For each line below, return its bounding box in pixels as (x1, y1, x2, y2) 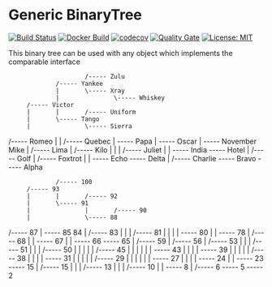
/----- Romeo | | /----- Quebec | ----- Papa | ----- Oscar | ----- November (8, 136, 257, 146)
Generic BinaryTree (8, 6, 142, 24)
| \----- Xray (55, 87, 126, 95)
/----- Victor (26, 101, 75, 109)
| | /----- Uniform (26, 108, 136, 116)
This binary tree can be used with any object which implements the (8, 48, 233, 58)
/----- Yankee (55, 79, 104, 88)
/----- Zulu (84, 72, 126, 80)
